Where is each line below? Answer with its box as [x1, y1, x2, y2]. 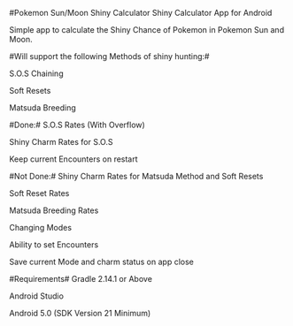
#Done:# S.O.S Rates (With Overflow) [9, 119, 146, 130]
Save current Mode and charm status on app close [9, 256, 195, 267]
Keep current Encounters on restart [9, 154, 139, 164]
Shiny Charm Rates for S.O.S [9, 137, 113, 147]
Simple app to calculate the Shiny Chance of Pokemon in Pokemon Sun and [9, 25, 285, 34]
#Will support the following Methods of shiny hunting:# [9, 51, 210, 61]
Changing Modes [9, 223, 73, 232]
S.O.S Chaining [9, 68, 64, 79]
